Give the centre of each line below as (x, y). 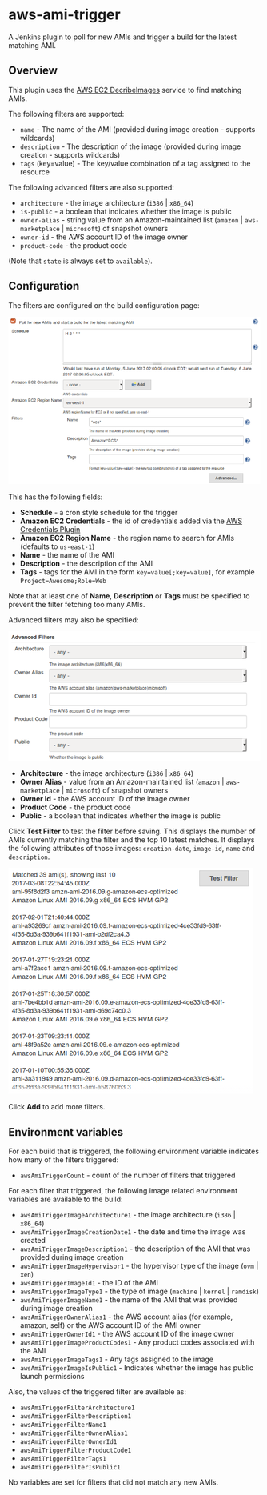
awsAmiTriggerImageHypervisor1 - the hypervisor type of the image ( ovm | (139, 1266)
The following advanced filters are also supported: (91, 187)
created (33, 1241)
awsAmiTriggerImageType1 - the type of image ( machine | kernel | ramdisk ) (139, 1291)
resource (35, 172)
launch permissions (52, 1377)
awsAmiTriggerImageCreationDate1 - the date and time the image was (133, 1232)
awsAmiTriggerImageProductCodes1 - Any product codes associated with (137, 1342)
